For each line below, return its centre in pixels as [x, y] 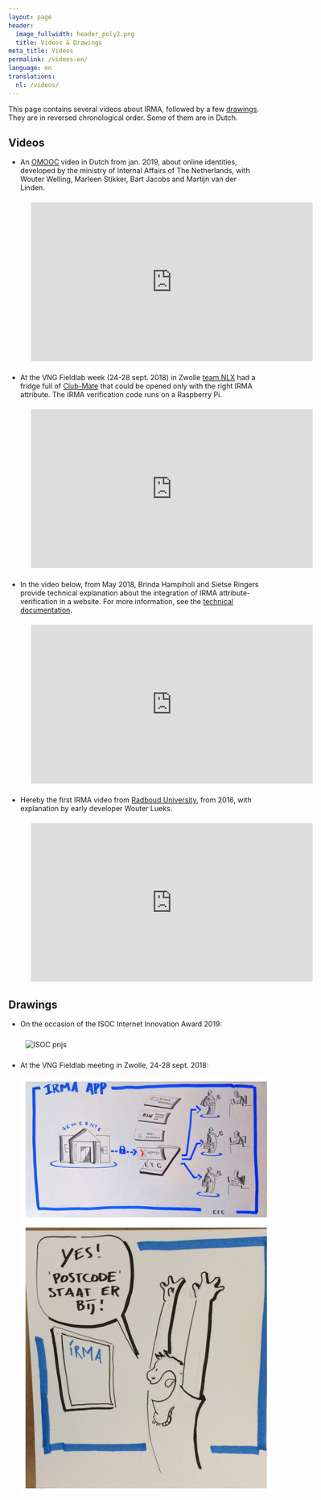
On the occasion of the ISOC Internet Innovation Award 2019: [121, 1024]
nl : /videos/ [37, 85]
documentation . [46, 610]
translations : [32, 77]
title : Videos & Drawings [59, 43]
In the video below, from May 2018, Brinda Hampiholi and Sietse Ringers [139, 585]
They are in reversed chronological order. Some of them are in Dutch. [123, 118]
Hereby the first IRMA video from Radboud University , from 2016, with [136, 800]
